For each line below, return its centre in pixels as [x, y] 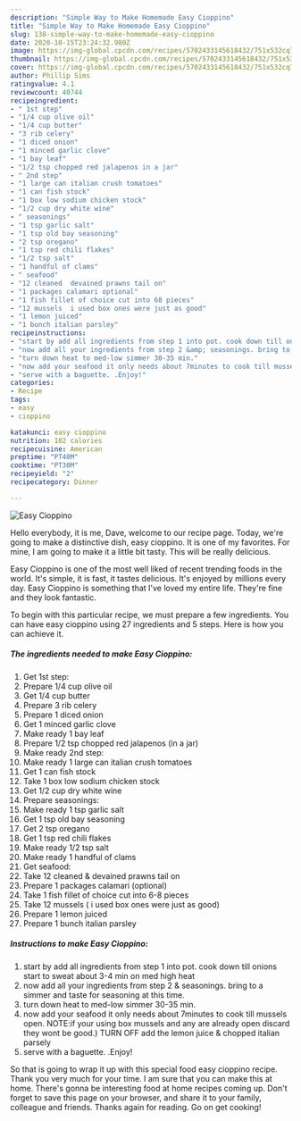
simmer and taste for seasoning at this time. [104, 995]
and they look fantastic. [53, 597]
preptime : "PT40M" [44, 457]
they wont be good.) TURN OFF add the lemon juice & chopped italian [151, 1033]
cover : [22, 68]
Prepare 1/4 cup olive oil [67, 686]
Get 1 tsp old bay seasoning [74, 819]
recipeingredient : [44, 100]
